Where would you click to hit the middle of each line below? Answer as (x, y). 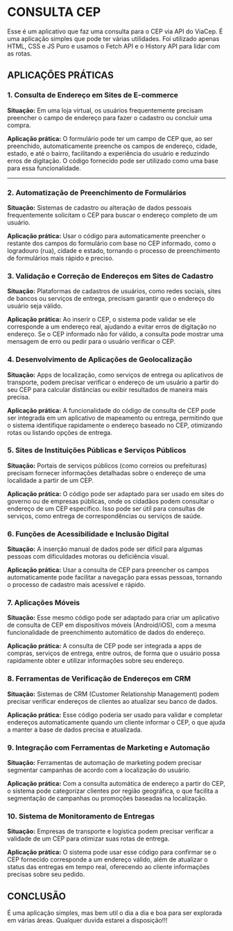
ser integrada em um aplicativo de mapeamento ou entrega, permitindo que (115, 418)
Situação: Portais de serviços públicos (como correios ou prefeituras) (107, 465)
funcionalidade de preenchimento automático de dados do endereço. (106, 632)
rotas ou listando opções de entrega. (60, 432)
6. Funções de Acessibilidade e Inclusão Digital (88, 534)
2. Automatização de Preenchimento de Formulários (97, 192)
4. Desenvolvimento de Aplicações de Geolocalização (100, 360)
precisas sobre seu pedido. (46, 874)
